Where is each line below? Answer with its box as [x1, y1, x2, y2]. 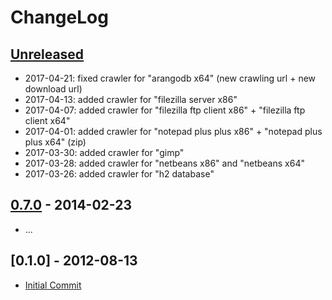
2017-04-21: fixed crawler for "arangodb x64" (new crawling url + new [24, 72, 317, 84]
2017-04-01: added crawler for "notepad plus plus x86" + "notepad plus [24, 126, 323, 137]
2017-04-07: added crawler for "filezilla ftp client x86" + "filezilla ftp [24, 104, 306, 116]
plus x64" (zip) [24, 136, 87, 148]
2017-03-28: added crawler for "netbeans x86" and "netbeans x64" [24, 157, 305, 169]
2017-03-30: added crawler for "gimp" [24, 147, 185, 158]
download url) [24, 83, 83, 95]
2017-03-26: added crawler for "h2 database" [24, 168, 215, 180]
